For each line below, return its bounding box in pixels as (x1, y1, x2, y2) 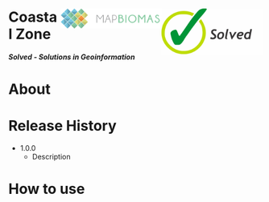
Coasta (8, 8, 58, 26)
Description (31, 151, 71, 161)
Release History (8, 117, 117, 135)
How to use (8, 180, 85, 198)
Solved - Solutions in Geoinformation (8, 52, 135, 62)
